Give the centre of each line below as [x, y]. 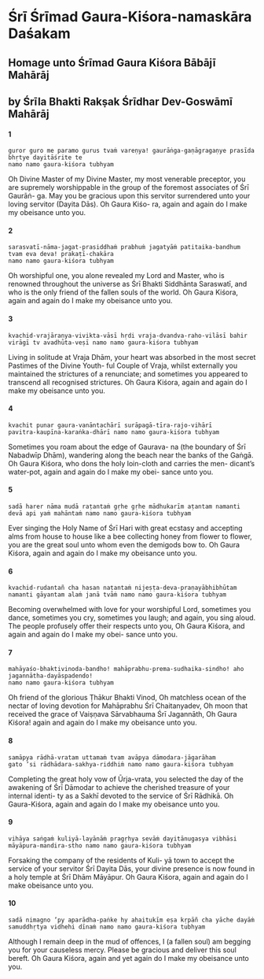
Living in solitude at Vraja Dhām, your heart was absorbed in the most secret [132, 357]
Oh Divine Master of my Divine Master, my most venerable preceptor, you [127, 179]
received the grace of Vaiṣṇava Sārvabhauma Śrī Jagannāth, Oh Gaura [123, 714]
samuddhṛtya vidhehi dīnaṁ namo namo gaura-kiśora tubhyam [107, 927]
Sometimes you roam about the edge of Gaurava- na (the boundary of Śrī [127, 447]
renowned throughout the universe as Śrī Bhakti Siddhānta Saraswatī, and [128, 284]
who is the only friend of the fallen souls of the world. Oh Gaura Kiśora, [123, 292]
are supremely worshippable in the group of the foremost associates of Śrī [128, 187]
